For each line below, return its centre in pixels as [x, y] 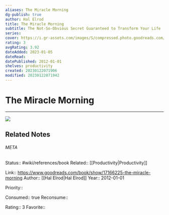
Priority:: [14, 188]
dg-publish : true [23, 15]
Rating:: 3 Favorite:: [25, 207]
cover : [12, 38]
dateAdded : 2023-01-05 [29, 52]
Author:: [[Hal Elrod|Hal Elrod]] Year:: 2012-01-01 [74, 178]
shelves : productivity [29, 66]
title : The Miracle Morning [35, 24]
